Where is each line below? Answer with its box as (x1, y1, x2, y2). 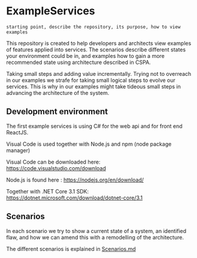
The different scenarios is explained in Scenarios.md (6, 245, 136, 252)
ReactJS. (6, 128, 29, 136)
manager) (6, 146, 31, 153)
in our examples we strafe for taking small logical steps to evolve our (6, 76, 175, 84)
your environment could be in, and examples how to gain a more (6, 52, 165, 59)
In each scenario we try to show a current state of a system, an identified (6, 227, 187, 234)
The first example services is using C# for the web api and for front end (6, 122, 183, 130)
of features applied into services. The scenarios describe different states (6, 46, 186, 53)
